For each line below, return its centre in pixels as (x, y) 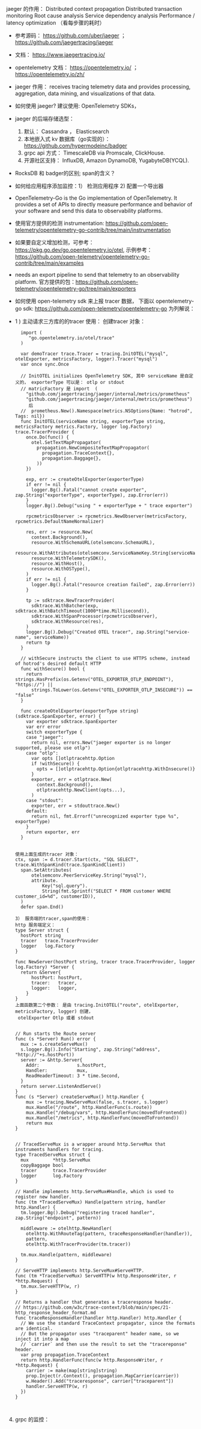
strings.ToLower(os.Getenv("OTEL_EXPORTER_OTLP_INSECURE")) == (112, 690)
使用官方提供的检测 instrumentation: (59, 223)
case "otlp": (42, 753)
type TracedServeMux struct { (53, 1155)
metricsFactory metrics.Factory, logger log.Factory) (83, 427)
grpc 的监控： (32, 1419)
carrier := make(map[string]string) (72, 1371)
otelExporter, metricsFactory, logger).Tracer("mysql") (86, 359)
